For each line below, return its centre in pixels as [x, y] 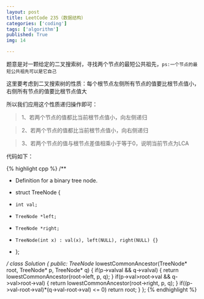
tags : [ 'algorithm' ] [33, 29]
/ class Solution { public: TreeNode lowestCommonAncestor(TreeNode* [97, 263]
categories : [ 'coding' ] [37, 23]
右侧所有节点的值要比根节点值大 [47, 91]
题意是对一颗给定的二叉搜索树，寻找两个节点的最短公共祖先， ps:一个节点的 [100, 64]
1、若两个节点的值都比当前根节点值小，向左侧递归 [84, 117]
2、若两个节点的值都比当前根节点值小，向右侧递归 [85, 130]
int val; [26, 205]
